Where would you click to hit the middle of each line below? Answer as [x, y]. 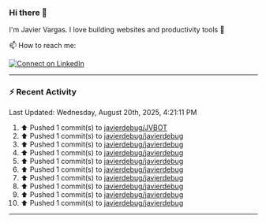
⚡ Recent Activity [43, 92]
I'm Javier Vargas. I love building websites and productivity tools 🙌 [117, 30]
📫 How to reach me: [43, 46]
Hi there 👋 [28, 13]
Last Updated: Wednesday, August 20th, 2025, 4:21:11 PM [103, 112]
